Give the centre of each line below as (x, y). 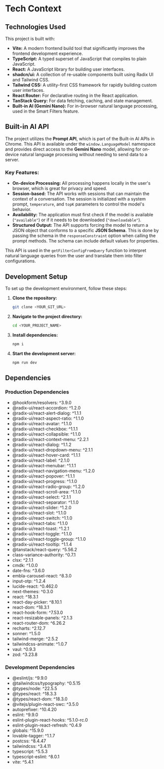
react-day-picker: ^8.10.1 (37, 602)
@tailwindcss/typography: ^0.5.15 (46, 683)
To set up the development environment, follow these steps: (66, 288)
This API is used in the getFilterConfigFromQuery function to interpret (76, 250)
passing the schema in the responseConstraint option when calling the (84, 236)
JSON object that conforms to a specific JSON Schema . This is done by (85, 231)
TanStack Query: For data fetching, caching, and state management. (82, 101)
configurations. (20, 261)
